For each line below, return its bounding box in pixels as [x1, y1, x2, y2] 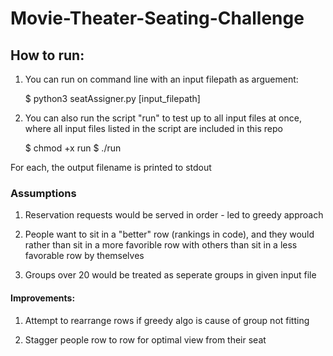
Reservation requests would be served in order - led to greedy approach [24, 209, 324, 221]
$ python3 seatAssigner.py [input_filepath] [24, 93, 201, 104]
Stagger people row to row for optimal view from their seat [24, 333, 267, 346]
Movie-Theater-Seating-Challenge [10, 7, 305, 30]
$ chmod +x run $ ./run [24, 142, 122, 154]
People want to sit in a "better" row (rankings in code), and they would [24, 228, 315, 241]
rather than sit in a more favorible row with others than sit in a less [24, 239, 298, 251]
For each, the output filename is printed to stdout [10, 162, 212, 173]
